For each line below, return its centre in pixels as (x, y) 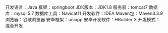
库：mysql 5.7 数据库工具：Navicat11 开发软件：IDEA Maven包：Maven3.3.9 (84, 13)
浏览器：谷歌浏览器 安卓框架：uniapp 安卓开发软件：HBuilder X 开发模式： (83, 19)
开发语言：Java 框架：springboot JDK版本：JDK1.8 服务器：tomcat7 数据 (81, 7)
